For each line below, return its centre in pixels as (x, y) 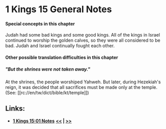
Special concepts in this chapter (40, 23)
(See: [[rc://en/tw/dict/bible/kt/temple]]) (47, 92)
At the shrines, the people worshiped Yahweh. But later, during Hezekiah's (83, 82)
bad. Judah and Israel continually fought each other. (60, 46)
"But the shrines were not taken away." (48, 69)
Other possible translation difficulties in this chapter (62, 57)
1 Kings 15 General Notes (59, 9)
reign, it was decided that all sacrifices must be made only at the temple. (81, 87)
